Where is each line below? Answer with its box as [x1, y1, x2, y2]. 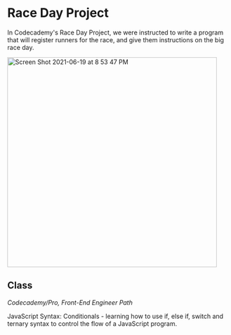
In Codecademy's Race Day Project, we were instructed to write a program [7, 28, 223, 37]
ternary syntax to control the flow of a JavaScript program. [7, 319, 178, 328]
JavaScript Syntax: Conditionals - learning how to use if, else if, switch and [7, 312, 223, 320]
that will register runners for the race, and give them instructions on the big [7, 35, 225, 44]
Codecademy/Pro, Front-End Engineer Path [7, 298, 133, 307]
